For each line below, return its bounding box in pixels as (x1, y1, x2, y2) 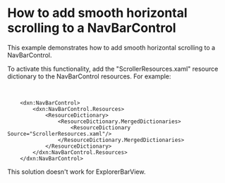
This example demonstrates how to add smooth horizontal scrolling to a (7, 43, 216, 52)
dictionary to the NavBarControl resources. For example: (7, 72, 171, 81)
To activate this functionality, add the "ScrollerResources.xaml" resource (7, 64, 219, 73)
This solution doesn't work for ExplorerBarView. (7, 167, 146, 176)
